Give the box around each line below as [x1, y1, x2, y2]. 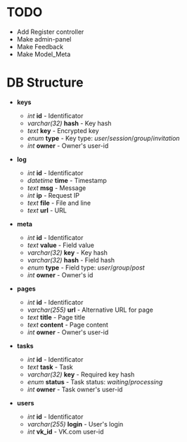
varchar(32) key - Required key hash [27, 370, 135, 379]
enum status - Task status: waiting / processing [27, 377, 163, 386]
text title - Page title [27, 312, 86, 321]
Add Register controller [16, 27, 84, 36]
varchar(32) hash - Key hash [27, 119, 112, 127]
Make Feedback [16, 42, 64, 51]
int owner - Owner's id [27, 270, 93, 279]
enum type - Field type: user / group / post [27, 263, 145, 272]
